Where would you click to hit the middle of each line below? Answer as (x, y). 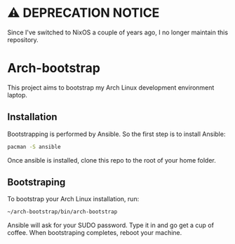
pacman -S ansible (34, 147)
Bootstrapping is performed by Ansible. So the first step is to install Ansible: (116, 134)
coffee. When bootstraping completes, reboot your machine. (95, 233)
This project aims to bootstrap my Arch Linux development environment (111, 87)
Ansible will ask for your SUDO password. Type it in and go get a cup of (110, 225)
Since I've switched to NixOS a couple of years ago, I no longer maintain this (118, 32)
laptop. (18, 95)
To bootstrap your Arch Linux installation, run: (73, 199)
